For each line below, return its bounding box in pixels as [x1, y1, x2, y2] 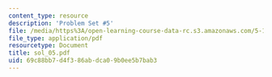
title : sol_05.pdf [8, 49, 70, 57]
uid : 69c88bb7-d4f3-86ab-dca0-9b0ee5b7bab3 [8, 57, 158, 65]
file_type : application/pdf [8, 34, 104, 43]
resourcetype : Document [8, 42, 89, 50]
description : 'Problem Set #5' [8, 19, 114, 27]
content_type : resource [8, 11, 89, 20]
